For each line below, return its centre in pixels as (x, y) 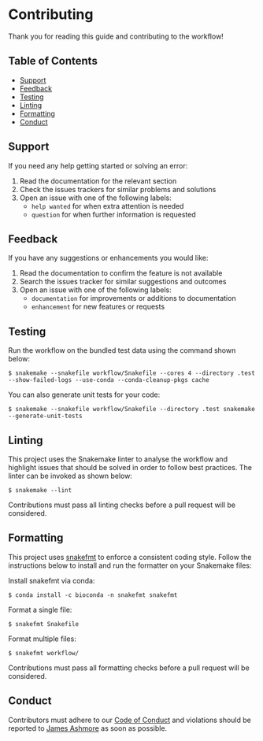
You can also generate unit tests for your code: (84, 395)
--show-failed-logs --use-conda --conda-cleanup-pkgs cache (109, 380)
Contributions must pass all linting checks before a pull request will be (122, 505)
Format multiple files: (42, 639)
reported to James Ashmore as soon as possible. (88, 728)
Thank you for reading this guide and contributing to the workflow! (116, 36)
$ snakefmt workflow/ (44, 653)
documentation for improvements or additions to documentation (133, 298)
